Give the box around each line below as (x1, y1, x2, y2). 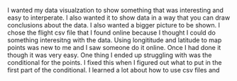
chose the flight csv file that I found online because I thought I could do (7, 28, 216, 37)
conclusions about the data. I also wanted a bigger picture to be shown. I (7, 21, 220, 29)
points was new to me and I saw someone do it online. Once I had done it (7, 44, 221, 51)
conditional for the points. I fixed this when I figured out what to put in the (7, 58, 222, 66)
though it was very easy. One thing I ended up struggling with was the (7, 51, 212, 59)
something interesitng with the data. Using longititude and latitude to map (7, 36, 222, 44)
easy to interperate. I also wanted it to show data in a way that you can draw (7, 13, 231, 22)
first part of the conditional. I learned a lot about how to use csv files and (7, 66, 220, 74)
